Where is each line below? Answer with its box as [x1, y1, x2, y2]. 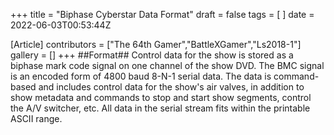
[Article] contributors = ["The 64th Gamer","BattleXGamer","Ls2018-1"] [10, 39, 302, 50]
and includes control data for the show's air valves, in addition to [38, 81, 305, 93]
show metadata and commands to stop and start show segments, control [10, 92, 312, 103]
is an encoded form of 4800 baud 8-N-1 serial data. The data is [10, 70, 272, 82]
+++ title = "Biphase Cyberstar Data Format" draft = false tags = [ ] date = [10, 9, 315, 20]
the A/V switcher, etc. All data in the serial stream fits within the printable [10, 102, 311, 114]
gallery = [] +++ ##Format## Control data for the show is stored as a [10, 49, 294, 61]
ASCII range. [10, 113, 63, 124]
